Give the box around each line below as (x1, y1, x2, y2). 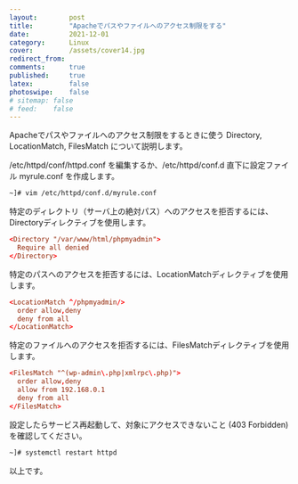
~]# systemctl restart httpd (9, 447, 117, 457)
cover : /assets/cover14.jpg (9, 46, 145, 55)
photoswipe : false (9, 87, 90, 96)
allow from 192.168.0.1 (17, 385, 105, 394)
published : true (9, 71, 86, 80)
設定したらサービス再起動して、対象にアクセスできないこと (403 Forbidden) (9, 419, 289, 430)
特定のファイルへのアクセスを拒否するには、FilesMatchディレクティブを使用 (9, 340, 290, 350)
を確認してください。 (9, 430, 87, 441)
